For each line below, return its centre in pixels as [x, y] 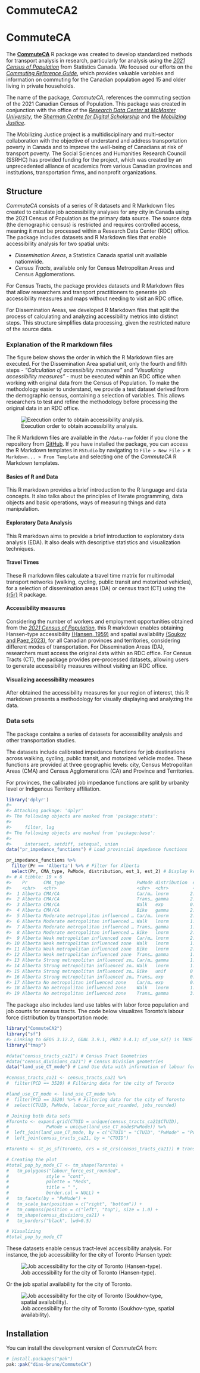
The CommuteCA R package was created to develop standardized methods [99, 54]
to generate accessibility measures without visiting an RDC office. [87, 666]
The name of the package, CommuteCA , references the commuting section [98, 98]
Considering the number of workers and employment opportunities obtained [100, 622]
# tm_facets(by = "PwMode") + [46, 1199]
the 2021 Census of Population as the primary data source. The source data [99, 218]
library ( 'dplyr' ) [28, 800]
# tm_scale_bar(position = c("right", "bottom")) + [74, 1204]
